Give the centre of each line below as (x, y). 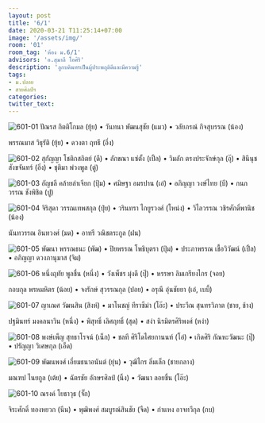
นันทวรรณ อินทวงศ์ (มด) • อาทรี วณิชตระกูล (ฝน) (75, 233)
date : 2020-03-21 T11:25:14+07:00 (65, 30)
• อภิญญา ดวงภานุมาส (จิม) (45, 258)
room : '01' (26, 45)
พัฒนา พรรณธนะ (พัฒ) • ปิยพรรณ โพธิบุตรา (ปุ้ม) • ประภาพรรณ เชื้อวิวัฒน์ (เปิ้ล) (148, 249)
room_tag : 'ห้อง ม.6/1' (45, 52)
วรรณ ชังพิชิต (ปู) (31, 192)
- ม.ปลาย (21, 82)
